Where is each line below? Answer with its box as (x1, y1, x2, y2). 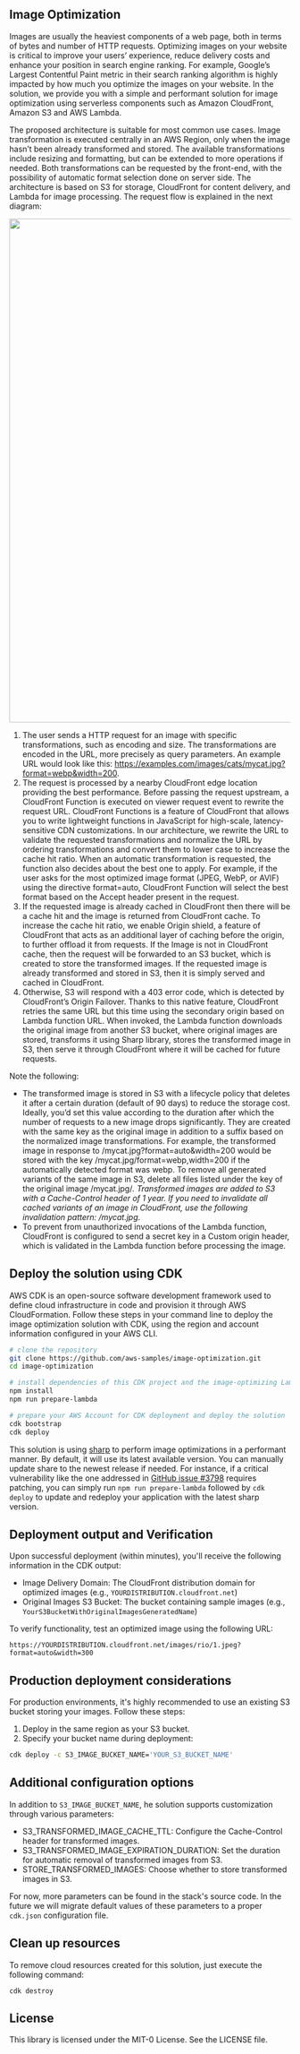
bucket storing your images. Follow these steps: (9, 1706, 186, 1717)
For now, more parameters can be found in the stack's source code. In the (9, 1890, 282, 1902)
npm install (9, 1387, 54, 1396)
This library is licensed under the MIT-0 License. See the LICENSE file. (9, 2034, 268, 2045)
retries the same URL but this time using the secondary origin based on (21, 1005, 285, 1016)
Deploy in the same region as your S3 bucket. (21, 1723, 190, 1734)
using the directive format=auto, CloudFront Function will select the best (21, 881, 288, 892)
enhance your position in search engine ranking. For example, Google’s (9, 59, 271, 70)
